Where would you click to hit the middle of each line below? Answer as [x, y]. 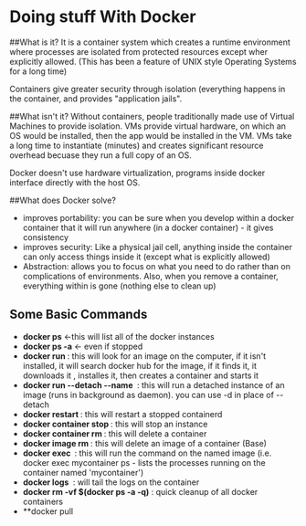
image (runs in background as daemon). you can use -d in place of [148, 394]
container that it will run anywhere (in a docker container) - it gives [148, 227]
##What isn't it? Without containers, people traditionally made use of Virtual [152, 116]
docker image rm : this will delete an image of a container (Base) [145, 443]
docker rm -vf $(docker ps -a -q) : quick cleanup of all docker [140, 491]
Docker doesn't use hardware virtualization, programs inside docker [137, 173]
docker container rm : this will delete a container [115, 433]
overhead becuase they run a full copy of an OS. [100, 155]
